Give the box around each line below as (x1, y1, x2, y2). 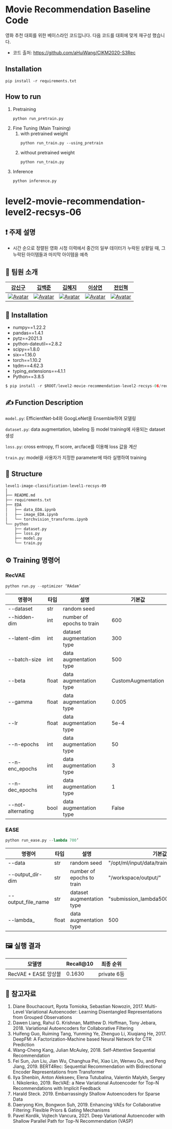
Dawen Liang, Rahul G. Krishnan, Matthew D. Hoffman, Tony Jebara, (12, 1019, 157, 1026)
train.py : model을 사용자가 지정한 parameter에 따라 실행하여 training (5, 454, 147, 461)
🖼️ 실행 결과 (5, 942, 41, 951)
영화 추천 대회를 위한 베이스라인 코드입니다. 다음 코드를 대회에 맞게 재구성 (5, 32, 152, 38)
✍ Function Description (5, 398, 83, 407)
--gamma (8, 698, 33, 705)
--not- (8, 801, 26, 808)
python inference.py (12, 178, 57, 184)
